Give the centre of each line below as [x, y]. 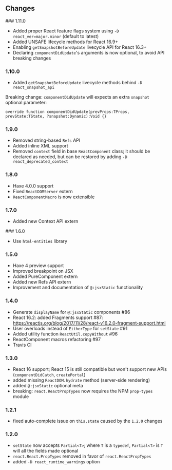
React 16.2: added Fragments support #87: [58, 317]
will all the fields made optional [45, 451]
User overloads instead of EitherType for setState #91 [70, 328]
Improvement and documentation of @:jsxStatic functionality [78, 288]
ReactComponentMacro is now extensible [54, 197]
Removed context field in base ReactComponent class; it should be [81, 152]
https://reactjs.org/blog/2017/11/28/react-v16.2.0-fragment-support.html [89, 323]
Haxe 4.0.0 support [33, 186]
